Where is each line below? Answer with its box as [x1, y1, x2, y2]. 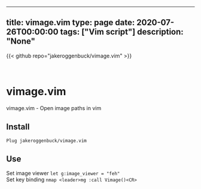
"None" [6, 36, 36, 47]
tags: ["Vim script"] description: [60, 27, 184, 37]
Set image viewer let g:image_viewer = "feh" [6, 170, 120, 177]
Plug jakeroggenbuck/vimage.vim [6, 138, 87, 144]
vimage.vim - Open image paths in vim [6, 104, 102, 111]
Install [6, 122, 30, 132]
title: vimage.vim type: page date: [6, 17, 135, 28]
